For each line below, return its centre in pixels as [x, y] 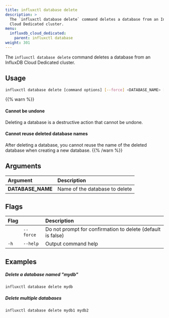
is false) [55, 236]
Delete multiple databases [33, 298]
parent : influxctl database [44, 38]
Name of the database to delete [95, 188]
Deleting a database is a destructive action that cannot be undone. [74, 122]
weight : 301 [18, 43]
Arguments [23, 166]
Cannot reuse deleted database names [47, 134]
